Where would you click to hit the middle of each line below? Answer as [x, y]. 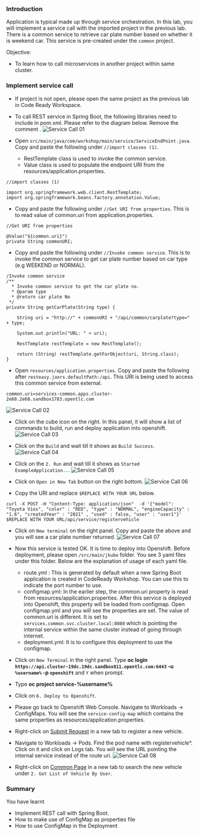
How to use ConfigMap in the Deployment [66, 825]
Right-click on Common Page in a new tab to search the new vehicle [98, 767]
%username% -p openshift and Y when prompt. [70, 672]
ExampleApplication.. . [42, 470]
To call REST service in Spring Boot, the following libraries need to [96, 116]
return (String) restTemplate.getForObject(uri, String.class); [98, 354]
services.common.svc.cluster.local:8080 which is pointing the [100, 623]
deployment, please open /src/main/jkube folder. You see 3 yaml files [100, 554]
